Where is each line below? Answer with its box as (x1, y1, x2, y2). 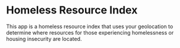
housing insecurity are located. (6, 35, 82, 42)
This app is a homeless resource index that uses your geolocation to (6, 23, 173, 30)
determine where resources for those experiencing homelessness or (6, 29, 174, 36)
